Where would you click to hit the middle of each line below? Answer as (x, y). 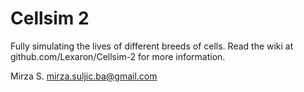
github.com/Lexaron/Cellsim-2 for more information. (118, 56)
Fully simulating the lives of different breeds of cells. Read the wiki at (152, 46)
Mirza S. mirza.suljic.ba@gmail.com (84, 76)
